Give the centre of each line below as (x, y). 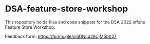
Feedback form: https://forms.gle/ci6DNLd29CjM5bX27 (61, 36)
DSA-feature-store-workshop (66, 9)
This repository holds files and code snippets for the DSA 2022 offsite (75, 22)
